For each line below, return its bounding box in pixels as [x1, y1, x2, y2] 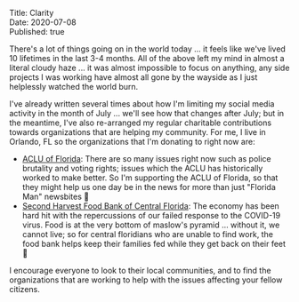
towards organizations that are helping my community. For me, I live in [9, 127, 267, 137]
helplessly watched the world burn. [9, 82, 139, 91]
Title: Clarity [9, 8, 54, 18]
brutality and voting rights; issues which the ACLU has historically [21, 163, 263, 173]
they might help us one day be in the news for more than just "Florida [21, 182, 276, 192]
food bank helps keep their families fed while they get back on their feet [21, 239, 287, 249]
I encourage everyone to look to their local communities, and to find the [9, 266, 271, 275]
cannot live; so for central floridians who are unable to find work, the [21, 229, 274, 239]
